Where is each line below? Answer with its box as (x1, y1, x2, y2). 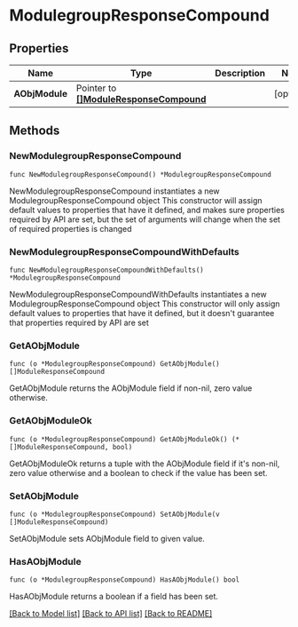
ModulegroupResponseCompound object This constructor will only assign (9, 298, 281, 309)
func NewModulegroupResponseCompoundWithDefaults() (9, 266, 204, 274)
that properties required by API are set (9, 317, 149, 328)
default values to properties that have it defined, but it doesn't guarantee (9, 307, 275, 318)
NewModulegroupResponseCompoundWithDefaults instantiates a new (9, 289, 268, 299)
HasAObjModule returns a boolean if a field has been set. (9, 591, 219, 602)
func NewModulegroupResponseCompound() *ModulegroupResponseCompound (9, 170, 272, 179)
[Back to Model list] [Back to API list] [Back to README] (9, 608, 213, 619)
